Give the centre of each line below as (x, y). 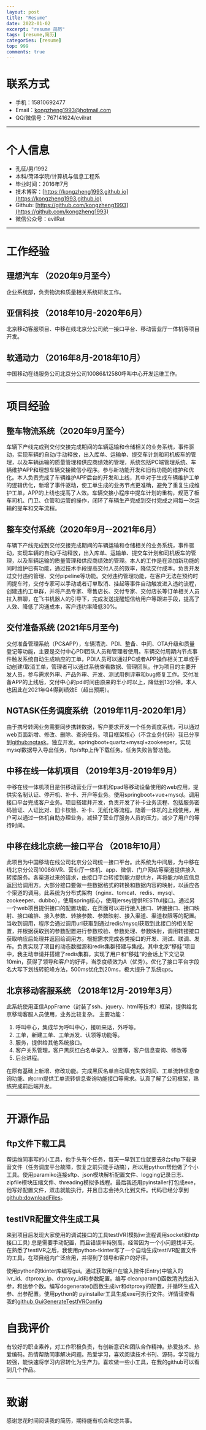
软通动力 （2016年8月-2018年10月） (76, 358)
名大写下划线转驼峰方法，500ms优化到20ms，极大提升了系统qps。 (91, 970)
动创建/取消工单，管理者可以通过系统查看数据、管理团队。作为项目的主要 (99, 666)
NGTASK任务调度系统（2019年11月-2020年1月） (99, 711)
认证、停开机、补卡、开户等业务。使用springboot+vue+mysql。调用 (113, 794)
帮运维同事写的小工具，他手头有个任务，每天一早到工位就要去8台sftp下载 (99, 1160)
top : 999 (17, 47)
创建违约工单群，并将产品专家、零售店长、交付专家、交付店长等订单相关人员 (103, 591)
